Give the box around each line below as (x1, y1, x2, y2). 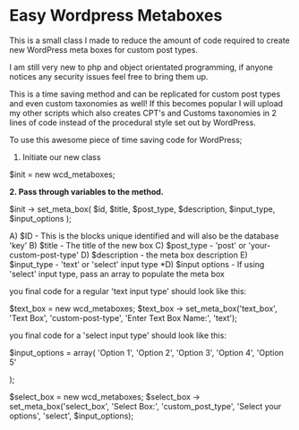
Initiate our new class (21, 151, 101, 162)
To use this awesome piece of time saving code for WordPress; (9, 134, 243, 145)
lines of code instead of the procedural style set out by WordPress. (9, 117, 257, 128)
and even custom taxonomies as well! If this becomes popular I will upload (9, 97, 284, 108)
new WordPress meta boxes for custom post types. (9, 44, 199, 55)
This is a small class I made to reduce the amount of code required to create (9, 35, 291, 46)
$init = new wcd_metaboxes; (9, 169, 115, 180)
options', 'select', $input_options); (9, 410, 134, 421)
